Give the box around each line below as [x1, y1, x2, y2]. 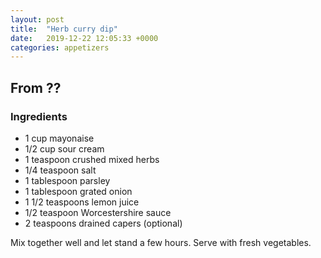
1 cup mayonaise [24, 132, 95, 144]
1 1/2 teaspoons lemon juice [24, 196, 140, 208]
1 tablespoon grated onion [24, 185, 133, 197]
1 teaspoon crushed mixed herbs [24, 153, 160, 165]
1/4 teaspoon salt [24, 164, 97, 176]
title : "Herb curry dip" [10, 24, 118, 34]
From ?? [10, 79, 62, 96]
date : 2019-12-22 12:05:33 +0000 [10, 33, 159, 43]
